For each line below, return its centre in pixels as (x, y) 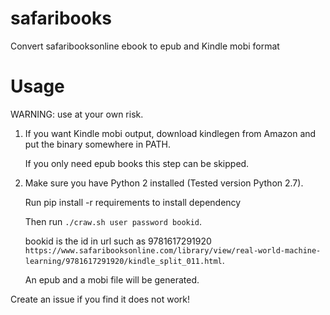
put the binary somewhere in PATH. (97, 144)
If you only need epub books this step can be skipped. (137, 163)
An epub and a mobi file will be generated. (112, 279)
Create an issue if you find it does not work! (100, 299)
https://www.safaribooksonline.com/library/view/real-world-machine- (173, 250)
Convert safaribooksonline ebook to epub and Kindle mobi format (145, 46)
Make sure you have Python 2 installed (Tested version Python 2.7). (164, 183)
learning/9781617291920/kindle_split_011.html (123, 261)
